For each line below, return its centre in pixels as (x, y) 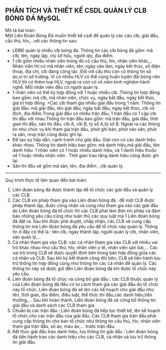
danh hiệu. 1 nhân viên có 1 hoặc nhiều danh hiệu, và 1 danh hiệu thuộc (84, 150)
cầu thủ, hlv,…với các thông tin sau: (41, 41)
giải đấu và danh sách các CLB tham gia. (54, 305)
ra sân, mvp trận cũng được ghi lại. (47, 134)
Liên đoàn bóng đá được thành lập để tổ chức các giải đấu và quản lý (83, 189)
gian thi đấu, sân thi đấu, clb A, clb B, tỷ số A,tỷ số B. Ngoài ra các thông (86, 124)
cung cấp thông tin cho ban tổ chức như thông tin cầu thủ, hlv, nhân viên (86, 321)
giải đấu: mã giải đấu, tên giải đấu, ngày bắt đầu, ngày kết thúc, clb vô (83, 108)
